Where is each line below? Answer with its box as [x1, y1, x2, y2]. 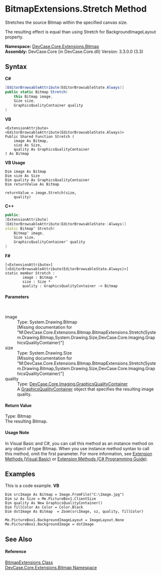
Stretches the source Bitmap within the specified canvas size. [5, 19, 128, 25]
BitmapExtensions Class [5, 559, 53, 565]
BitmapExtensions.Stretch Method [5, 3, 147, 15]
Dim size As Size [5, 173, 40, 178]
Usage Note [5, 430, 29, 435]
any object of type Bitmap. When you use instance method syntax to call [5, 445, 150, 451]
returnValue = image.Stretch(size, [5, 190, 77, 195]
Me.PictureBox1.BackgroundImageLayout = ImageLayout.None [5, 518, 124, 523]
